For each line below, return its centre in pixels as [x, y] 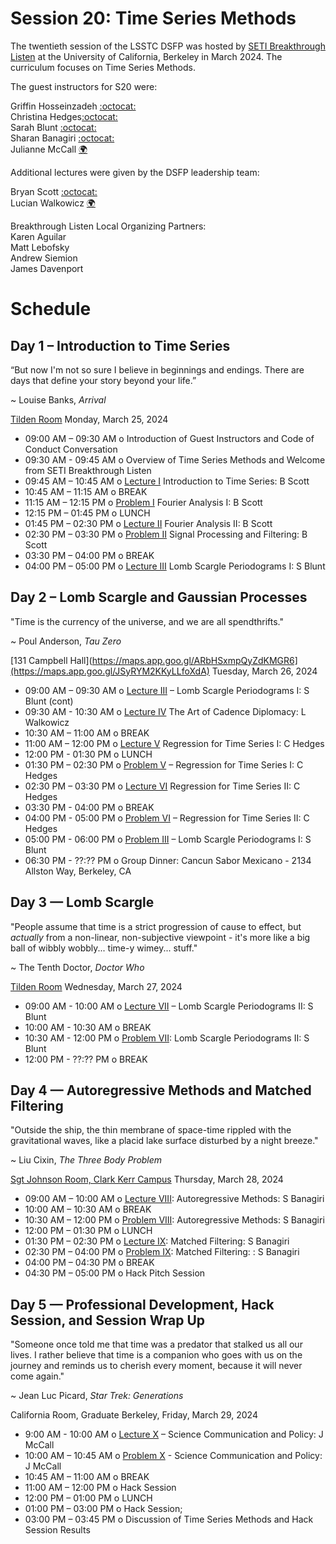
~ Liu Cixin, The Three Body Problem [86, 1160]
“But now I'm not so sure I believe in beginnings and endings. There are [157, 369]
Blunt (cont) [49, 701]
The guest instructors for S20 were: [84, 86]
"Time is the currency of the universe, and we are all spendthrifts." [147, 621]
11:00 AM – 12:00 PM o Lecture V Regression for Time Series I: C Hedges [174, 743]
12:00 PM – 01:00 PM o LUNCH [88, 1498]
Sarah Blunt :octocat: [53, 127]
